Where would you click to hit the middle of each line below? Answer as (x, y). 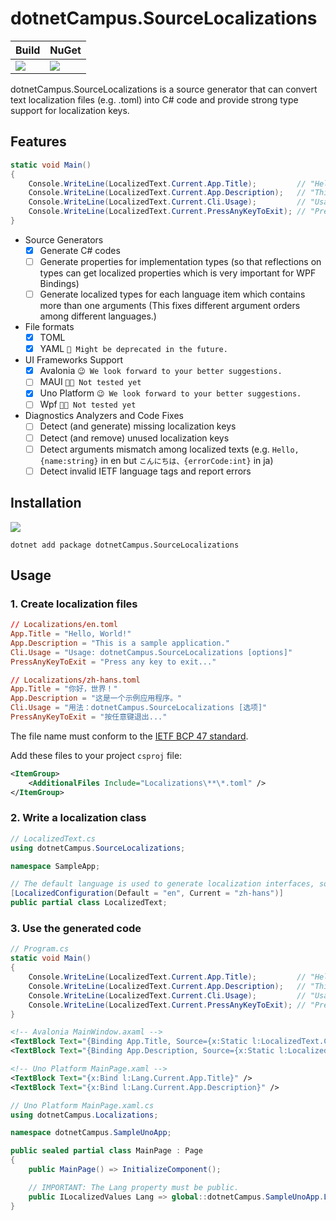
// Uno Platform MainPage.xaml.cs (82, 1105)
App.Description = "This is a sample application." (120, 643)
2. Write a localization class (78, 818)
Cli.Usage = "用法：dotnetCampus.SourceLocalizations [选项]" (139, 708)
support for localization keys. (70, 110)
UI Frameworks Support (74, 360)
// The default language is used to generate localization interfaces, (162, 884)
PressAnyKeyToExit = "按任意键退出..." (89, 717)
